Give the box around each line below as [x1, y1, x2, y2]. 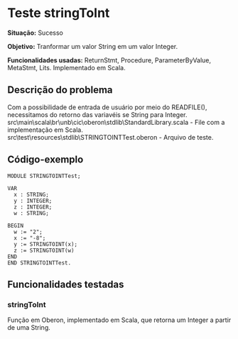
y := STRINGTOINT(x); [13, 240, 78, 248]
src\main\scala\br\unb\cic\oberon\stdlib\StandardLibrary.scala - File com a [7, 118, 225, 126]
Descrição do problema [7, 84, 113, 96]
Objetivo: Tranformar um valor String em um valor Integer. [7, 42, 178, 50]
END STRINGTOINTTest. [7, 259, 72, 267]
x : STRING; [13, 191, 50, 198]
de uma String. [7, 323, 51, 332]
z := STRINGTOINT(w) [13, 247, 75, 254]
